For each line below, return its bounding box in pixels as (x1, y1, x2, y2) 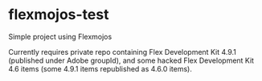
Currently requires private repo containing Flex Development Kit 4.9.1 (8, 47, 237, 56)
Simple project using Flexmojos (8, 32, 113, 41)
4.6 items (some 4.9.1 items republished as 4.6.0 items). (8, 64, 193, 73)
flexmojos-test (8, 6, 109, 24)
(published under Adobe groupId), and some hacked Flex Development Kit (8, 56, 255, 65)
